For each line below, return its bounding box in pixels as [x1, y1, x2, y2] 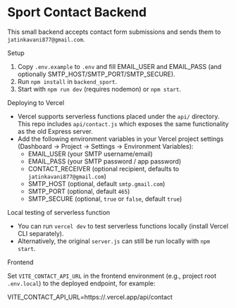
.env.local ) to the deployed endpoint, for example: [7, 279, 156, 288]
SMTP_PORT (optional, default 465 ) [27, 187, 130, 195]
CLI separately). [17, 229, 64, 238]
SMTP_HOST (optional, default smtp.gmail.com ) [27, 179, 166, 187]
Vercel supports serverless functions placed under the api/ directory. [17, 112, 220, 121]
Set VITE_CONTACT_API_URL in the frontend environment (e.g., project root [7, 271, 217, 280]
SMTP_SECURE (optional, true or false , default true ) [27, 195, 182, 203]
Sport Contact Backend [7, 4, 147, 20]
